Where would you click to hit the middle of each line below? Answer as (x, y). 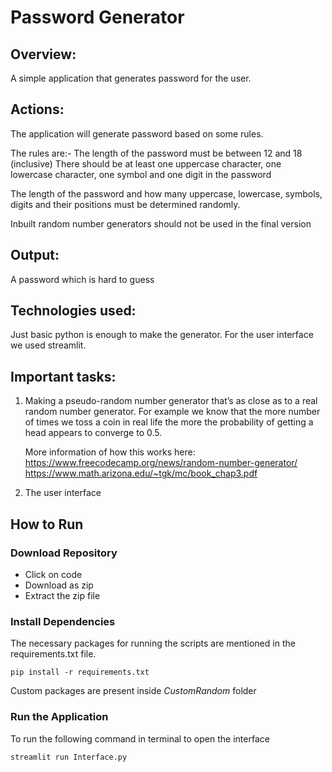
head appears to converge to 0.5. (93, 433)
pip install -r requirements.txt (80, 672)
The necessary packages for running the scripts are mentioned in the (153, 643)
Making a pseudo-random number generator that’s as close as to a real (171, 401)
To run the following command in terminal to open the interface (140, 738)
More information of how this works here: (110, 452)
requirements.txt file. (53, 654)
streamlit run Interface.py (69, 757)
